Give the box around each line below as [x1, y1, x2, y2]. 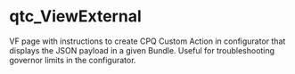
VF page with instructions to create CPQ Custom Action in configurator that [9, 36, 286, 46]
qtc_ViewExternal [9, 6, 143, 27]
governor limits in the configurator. [9, 54, 136, 65]
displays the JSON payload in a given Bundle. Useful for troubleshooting [9, 45, 275, 55]
